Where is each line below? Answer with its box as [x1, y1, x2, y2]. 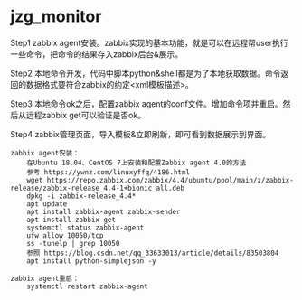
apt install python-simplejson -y [26, 256, 156, 266]
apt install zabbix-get [26, 215, 117, 224]
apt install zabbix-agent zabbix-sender [26, 207, 181, 216]
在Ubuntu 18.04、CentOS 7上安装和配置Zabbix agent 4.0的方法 [26, 158, 247, 167]
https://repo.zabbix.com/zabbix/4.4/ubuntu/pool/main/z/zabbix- [46, 175, 295, 184]
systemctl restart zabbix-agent [26, 282, 148, 291]
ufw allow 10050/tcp [26, 230, 104, 240]
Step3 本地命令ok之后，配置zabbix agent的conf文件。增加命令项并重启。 [10, 98, 283, 109]
